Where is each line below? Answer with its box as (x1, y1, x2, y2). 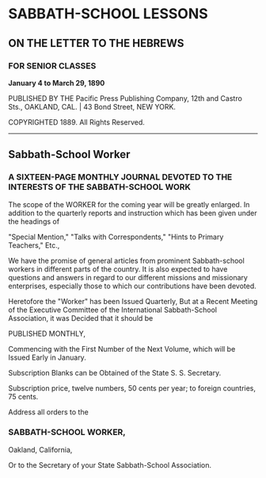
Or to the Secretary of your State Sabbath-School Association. (8, 460, 212, 469)
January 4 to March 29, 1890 (8, 78, 105, 87)
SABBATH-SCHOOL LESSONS (8, 5, 208, 23)
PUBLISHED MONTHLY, (8, 329, 85, 338)
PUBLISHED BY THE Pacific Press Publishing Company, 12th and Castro (8, 93, 243, 103)
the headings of (8, 216, 60, 226)
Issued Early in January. (8, 353, 87, 362)
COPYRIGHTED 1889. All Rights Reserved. (8, 117, 145, 127)
